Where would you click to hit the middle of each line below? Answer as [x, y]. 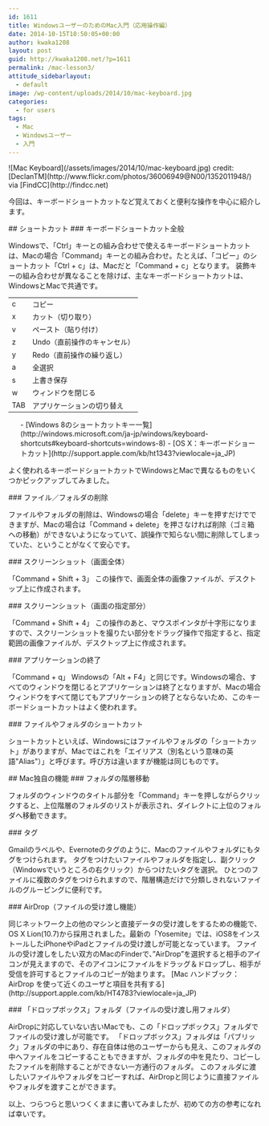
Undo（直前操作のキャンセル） [83, 342]
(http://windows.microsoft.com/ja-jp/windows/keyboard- [114, 434]
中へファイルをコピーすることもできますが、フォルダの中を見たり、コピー [131, 1057]
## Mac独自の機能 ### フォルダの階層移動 [79, 778]
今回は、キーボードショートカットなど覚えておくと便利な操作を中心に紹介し [134, 201]
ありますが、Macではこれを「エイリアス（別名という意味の [128, 751]
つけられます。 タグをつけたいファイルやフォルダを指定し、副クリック [139, 860]
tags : [17, 119]
